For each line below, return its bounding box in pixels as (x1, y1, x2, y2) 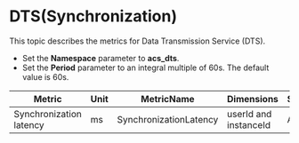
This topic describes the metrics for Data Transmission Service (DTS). (9, 36, 266, 46)
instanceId (226, 118, 271, 131)
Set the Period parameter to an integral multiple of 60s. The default (21, 62, 270, 73)
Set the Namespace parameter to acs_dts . (21, 52, 180, 63)
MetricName (141, 92, 195, 105)
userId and (226, 107, 272, 120)
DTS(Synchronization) (9, 6, 178, 27)
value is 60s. (21, 71, 69, 82)
